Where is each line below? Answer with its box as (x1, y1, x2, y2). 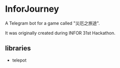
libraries (5, 44, 31, 52)
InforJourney (5, 3, 59, 15)
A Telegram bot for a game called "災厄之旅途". (5, 20, 100, 26)
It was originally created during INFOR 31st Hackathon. (5, 30, 116, 36)
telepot (12, 57, 27, 63)
